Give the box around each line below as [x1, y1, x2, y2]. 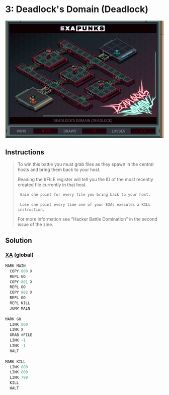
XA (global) [5, 251, 34, 258]
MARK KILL [5, 359, 26, 364]
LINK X [10, 327, 24, 332]
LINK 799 [10, 375, 28, 380]
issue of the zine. [17, 221, 54, 228]
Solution [5, 236, 32, 245]
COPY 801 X [10, 279, 33, 285]
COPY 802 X [10, 290, 33, 295]
